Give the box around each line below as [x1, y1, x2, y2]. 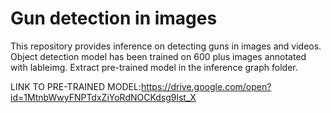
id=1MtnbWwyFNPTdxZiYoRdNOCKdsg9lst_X [10, 91, 197, 103]
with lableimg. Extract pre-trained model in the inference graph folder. [10, 61, 298, 73]
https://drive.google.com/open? [140, 80, 272, 92]
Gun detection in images [10, 7, 218, 30]
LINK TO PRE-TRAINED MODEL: [10, 80, 142, 92]
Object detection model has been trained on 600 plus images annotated [10, 50, 307, 62]
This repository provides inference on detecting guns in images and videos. [10, 40, 322, 52]
